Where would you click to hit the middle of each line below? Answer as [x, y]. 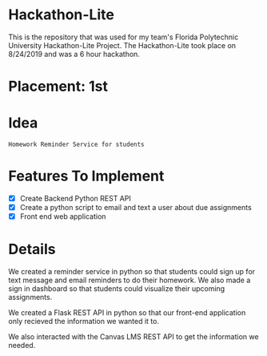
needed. [22, 346]
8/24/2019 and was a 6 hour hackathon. [74, 54]
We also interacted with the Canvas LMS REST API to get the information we [133, 337]
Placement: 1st [58, 87]
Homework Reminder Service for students [77, 145]
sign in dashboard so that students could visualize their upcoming [117, 289]
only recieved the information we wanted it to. [84, 322]
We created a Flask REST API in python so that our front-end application [127, 313]
